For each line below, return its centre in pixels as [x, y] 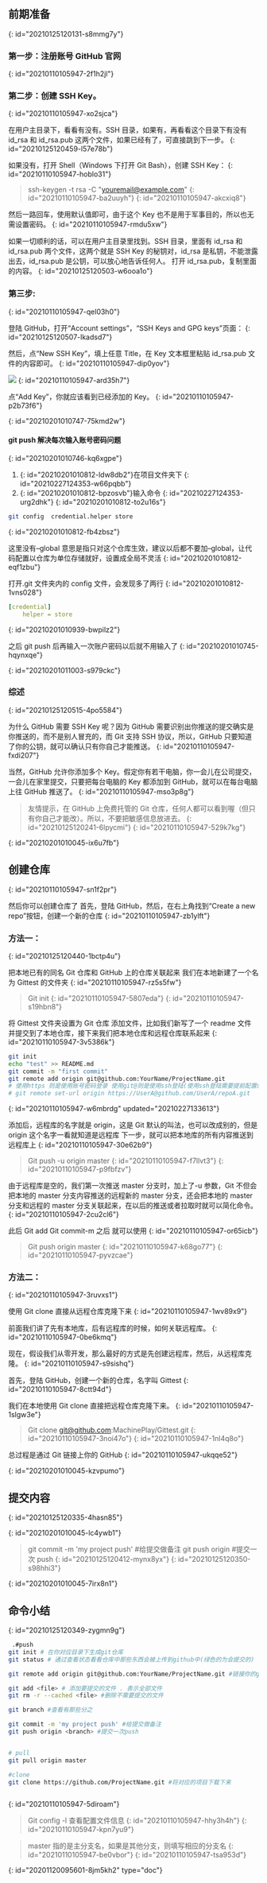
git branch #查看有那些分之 [50, 1710]
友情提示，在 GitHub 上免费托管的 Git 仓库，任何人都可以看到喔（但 [138, 808]
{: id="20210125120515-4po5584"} [66, 710]
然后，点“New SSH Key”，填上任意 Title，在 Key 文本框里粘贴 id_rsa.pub [127, 353]
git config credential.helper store [71, 516]
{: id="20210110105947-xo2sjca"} [63, 114]
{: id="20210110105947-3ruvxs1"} [63, 1295]
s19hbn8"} [44, 1006]
